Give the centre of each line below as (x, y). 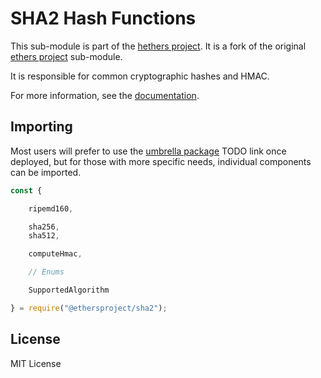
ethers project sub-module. (66, 56)
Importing (41, 127)
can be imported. (46, 172)
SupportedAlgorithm (69, 290)
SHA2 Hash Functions (103, 18)
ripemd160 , (51, 208)
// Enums (46, 272)
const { (26, 190)
